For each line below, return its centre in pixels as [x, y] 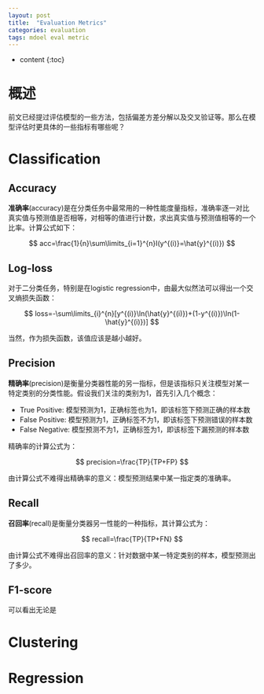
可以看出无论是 [32, 610]
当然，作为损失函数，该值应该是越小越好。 [77, 338]
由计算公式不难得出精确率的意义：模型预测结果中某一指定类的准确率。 [122, 478]
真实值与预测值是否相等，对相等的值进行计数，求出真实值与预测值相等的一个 [132, 218]
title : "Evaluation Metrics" [58, 23]
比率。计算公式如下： [42, 228]
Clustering [43, 642]
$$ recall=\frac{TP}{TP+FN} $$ [132, 538]
